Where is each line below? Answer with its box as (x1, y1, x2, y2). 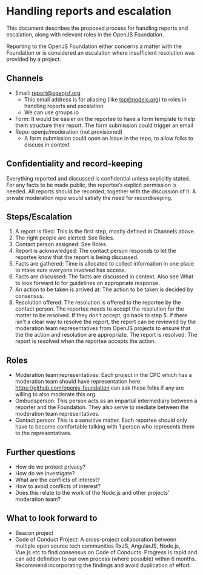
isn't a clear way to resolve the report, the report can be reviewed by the (15, 318, 196, 326)
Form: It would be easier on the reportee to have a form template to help (15, 115, 196, 122)
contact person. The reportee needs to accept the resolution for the (15, 305, 185, 312)
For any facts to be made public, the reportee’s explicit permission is (6, 181, 177, 188)
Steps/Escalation (6, 212, 73, 222)
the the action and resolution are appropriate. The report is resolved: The (15, 331, 198, 339)
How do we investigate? (15, 470, 75, 477)
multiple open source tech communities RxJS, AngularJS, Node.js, (15, 542, 181, 549)
